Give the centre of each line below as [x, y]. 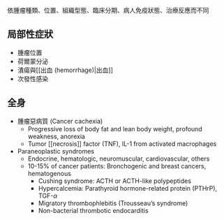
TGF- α [48, 196]
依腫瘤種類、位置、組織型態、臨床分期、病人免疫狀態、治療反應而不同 [108, 10]
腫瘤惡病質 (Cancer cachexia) [60, 121]
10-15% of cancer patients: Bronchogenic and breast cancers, [117, 166]
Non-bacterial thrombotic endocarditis [93, 210]
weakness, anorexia [57, 136]
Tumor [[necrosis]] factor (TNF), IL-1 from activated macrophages [122, 144]
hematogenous [50, 173]
